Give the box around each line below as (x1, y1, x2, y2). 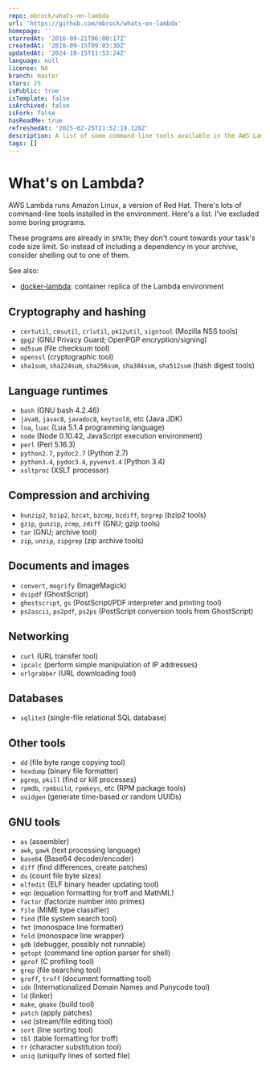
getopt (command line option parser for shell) (19, 948, 171, 958)
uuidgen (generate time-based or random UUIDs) (19, 792, 182, 802)
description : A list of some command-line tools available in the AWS (8, 131, 250, 139)
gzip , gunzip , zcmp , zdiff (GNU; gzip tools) (19, 518, 161, 528)
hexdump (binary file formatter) (19, 767, 119, 776)
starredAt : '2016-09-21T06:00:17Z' (8, 34, 128, 43)
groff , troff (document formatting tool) (19, 973, 152, 983)
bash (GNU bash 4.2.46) (19, 405, 100, 415)
